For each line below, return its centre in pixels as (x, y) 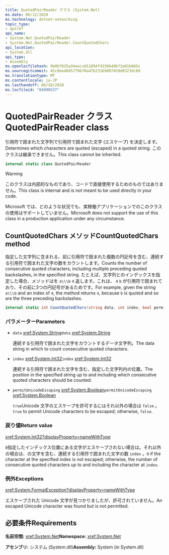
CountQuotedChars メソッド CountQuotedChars (82, 236)
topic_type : (18, 24)
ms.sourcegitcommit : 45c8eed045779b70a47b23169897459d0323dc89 (73, 71)
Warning (14, 174)
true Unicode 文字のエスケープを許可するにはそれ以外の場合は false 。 (86, 406)
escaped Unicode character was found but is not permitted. (67, 506)
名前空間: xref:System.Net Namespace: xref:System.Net (63, 536)
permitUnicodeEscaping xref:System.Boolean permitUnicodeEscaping (82, 390)
